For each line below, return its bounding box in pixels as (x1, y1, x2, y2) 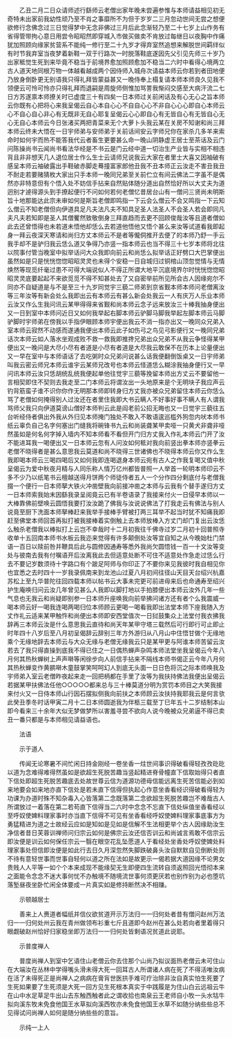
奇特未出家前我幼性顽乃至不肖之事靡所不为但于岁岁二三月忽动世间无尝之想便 (7, 15, 225, 23)
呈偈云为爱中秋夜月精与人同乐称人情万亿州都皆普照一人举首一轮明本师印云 (7, 464, 219, 473)
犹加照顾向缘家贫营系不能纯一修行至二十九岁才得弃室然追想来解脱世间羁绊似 (7, 41, 225, 48)
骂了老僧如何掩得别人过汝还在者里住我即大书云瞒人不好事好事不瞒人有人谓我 (7, 395, 225, 403)
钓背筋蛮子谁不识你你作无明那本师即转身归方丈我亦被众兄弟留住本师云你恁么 (7, 387, 225, 394)
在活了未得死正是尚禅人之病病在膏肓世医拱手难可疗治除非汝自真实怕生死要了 (7, 974, 225, 982)
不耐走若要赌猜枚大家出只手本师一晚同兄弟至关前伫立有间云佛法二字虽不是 (7, 170, 219, 179)
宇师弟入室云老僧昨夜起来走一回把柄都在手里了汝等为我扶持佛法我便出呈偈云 (7, 672, 225, 680)
